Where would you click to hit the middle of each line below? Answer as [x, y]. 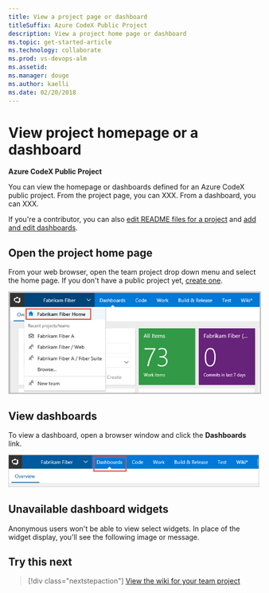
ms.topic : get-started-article [60, 42]
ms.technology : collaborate [55, 51]
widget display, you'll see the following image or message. [104, 536]
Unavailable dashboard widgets [88, 509]
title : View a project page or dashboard [78, 17]
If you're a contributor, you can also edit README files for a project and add [132, 220]
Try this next [40, 562]
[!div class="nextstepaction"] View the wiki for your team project [134, 581]
